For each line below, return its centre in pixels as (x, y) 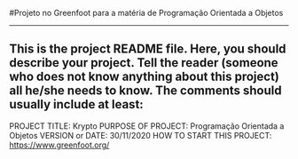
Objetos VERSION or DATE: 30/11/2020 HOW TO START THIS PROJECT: (141, 135)
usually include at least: (76, 104)
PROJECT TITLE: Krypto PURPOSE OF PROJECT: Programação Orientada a (147, 126)
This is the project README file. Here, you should (148, 49)
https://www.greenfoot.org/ (59, 145)
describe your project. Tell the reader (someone (144, 63)
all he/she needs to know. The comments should (145, 91)
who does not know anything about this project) (144, 77)
